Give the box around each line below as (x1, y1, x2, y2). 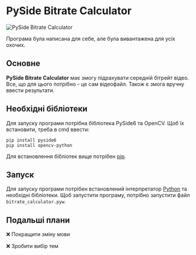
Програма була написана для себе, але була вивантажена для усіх (6, 35, 175, 42)
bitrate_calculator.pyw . (6, 198, 66, 205)
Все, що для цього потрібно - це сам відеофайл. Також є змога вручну (6, 80, 185, 87)
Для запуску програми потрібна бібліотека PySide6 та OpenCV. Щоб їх (6, 119, 184, 126)
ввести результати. (6, 87, 55, 94)
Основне (6, 58, 41, 68)
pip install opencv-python (6, 142, 73, 148)
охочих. (6, 41, 25, 48)
